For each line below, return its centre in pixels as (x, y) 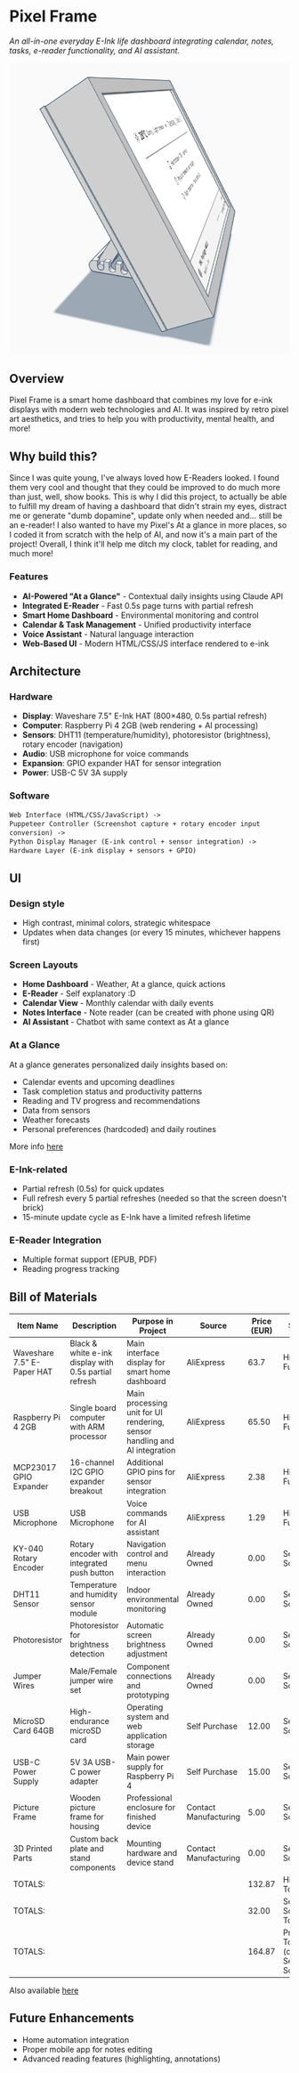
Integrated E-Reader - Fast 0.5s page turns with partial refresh (137, 605)
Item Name (38, 1326)
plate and (87, 1848)
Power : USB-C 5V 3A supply (75, 773)
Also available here (44, 1990)
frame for (87, 1817)
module (84, 1614)
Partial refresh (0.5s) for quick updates (93, 1189)
